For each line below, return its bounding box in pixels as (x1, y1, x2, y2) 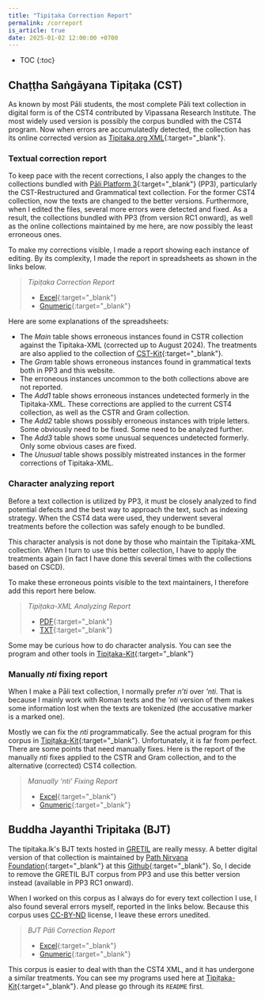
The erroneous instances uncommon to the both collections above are (19, 374, 249, 384)
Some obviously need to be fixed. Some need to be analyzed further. (19, 425, 244, 434)
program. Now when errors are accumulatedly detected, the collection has (8, 124, 252, 135)
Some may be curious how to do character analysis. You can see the (8, 640, 232, 650)
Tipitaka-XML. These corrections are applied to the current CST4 (19, 400, 232, 409)
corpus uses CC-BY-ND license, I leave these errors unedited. (8, 909, 211, 920)
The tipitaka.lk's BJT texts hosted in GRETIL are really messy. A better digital (8, 844, 258, 853)
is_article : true (8, 26, 66, 34)
